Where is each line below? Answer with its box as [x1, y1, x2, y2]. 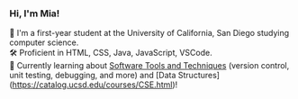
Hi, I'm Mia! [9, 7, 60, 20]
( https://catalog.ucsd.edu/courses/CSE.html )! [9, 79, 178, 90]
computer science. [9, 37, 79, 48]
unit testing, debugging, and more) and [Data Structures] [9, 70, 221, 81]
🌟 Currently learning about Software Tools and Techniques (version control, [9, 60, 290, 71]
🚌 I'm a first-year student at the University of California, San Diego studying [9, 28, 290, 39]
